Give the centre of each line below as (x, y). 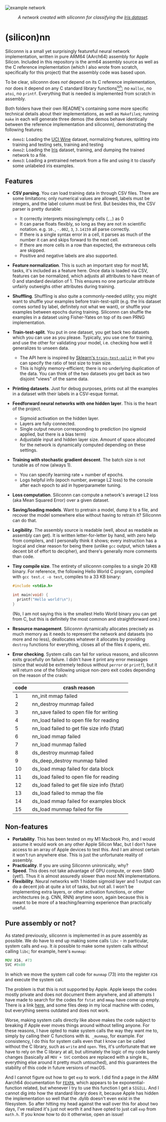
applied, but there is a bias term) (53, 434)
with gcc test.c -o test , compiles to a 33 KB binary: (67, 577)
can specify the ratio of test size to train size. (66, 363)
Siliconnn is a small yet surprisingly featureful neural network (67, 51)
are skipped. (32, 250)
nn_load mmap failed (56, 736)
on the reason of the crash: (40, 675)
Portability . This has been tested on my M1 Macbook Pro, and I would (83, 839)
